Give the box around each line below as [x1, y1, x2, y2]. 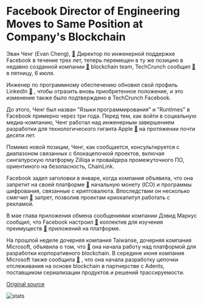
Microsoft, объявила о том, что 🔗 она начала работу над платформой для [6, 243, 196, 250]
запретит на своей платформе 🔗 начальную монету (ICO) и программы [6, 181, 192, 188]
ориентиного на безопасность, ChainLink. [6, 163, 114, 170]
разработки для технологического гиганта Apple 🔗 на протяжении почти [6, 125, 196, 132]
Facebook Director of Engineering [6, 4, 181, 18]
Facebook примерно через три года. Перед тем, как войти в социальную [6, 112, 196, 119]
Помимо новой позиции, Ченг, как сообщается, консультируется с [6, 143, 180, 150]
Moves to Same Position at [6, 17, 143, 31]
